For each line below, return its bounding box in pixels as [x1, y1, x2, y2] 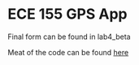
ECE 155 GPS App [7, 5, 128, 24]
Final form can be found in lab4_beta [7, 32, 131, 41]
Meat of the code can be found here [7, 47, 129, 57]
